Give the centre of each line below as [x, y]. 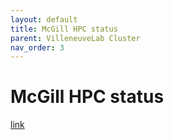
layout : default [44, 19]
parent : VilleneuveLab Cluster [75, 38]
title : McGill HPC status [64, 29]
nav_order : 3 [37, 47]
